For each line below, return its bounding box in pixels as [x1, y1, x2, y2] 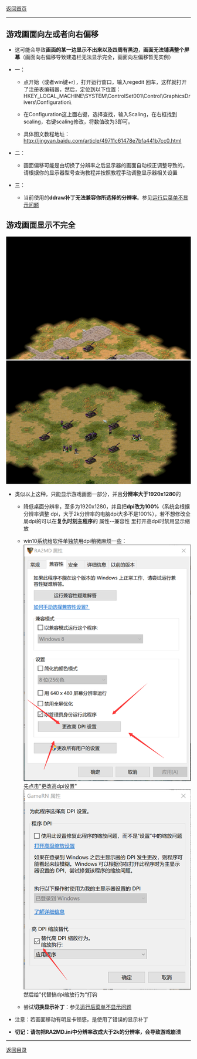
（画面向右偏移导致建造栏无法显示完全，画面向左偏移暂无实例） [19, 53, 174, 60]
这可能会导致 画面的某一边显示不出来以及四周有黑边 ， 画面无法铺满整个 [14, 46, 185, 53]
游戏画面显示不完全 [6, 220, 76, 230]
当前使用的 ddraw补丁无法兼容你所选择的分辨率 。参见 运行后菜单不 [23, 194, 184, 201]
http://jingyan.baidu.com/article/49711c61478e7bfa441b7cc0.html [23, 137, 182, 144]
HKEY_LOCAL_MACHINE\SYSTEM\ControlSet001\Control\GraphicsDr [23, 92, 191, 99]
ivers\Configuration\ [23, 99, 72, 106]
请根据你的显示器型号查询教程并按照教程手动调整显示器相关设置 [23, 169, 178, 176]
